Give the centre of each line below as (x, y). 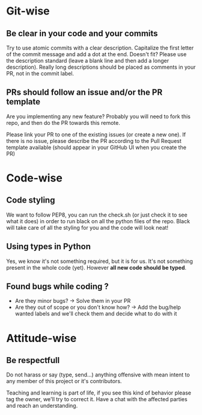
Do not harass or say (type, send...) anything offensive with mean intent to (98, 375)
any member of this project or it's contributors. (64, 381)
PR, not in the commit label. (40, 73)
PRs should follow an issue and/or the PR (84, 93)
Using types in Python (49, 246)
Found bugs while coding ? (58, 287)
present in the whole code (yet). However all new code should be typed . (96, 267)
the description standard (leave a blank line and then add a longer (88, 61)
